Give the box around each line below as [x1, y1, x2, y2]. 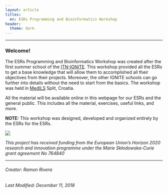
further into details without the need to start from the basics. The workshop [5, 80, 160, 86]
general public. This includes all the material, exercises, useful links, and [5, 100, 154, 106]
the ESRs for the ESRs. [5, 121, 51, 127]
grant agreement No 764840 [5, 150, 65, 156]
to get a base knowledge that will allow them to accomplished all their [5, 69, 148, 75]
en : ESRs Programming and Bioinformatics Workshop [9, 17, 117, 22]
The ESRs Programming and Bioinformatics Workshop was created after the [5, 59, 161, 65]
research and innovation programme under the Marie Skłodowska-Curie [5, 145, 154, 151]
